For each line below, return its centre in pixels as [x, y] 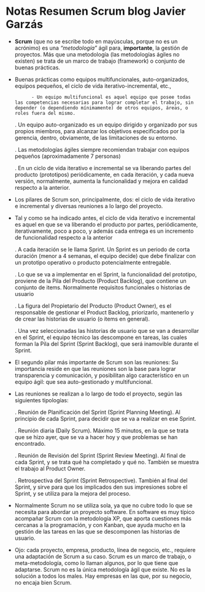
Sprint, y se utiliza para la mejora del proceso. [72, 493]
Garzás [25, 24]
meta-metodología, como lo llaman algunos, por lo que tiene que [96, 563]
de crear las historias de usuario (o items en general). [82, 319]
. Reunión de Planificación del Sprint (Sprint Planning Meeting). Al [97, 412]
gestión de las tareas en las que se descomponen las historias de [97, 531]
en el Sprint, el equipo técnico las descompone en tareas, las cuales [101, 337]
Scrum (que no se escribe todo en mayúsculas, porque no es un [96, 41]
